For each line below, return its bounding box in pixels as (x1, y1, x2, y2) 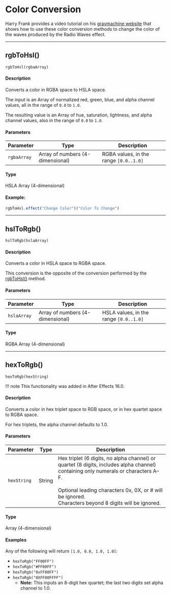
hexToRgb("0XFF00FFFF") (12, 575, 64, 581)
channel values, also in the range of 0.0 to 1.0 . (5, 117, 103, 123)
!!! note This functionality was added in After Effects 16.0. (5, 383, 125, 389)
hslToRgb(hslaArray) (5, 238, 49, 243)
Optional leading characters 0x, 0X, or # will (58, 487, 163, 494)
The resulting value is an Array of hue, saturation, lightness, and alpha (5, 111, 152, 118)
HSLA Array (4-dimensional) (5, 182, 65, 189)
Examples (5, 537, 27, 543)
